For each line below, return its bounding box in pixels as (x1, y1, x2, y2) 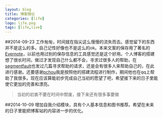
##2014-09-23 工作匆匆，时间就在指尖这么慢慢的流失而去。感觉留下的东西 (5, 39, 155, 45)
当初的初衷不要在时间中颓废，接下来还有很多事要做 (16, 91, 119, 97)
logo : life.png (5, 20, 36, 26)
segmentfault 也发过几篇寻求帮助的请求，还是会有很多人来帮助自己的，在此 (5, 63, 155, 69)
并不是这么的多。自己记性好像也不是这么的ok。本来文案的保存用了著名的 (5, 45, 150, 51)
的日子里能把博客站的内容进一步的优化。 (5, 108, 86, 114)
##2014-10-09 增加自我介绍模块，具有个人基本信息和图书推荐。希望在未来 (5, 102, 154, 108)
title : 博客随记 (5, 12, 35, 16)
